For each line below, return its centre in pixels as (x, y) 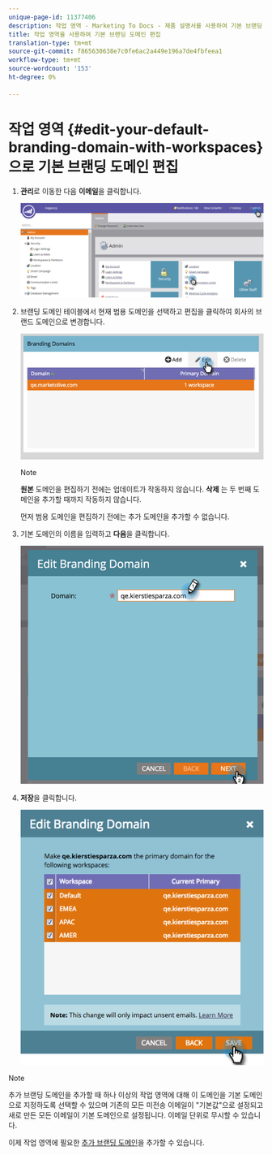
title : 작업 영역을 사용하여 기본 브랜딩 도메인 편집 (85, 34)
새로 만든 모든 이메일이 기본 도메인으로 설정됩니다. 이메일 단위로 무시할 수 (124, 1115)
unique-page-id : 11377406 (52, 17)
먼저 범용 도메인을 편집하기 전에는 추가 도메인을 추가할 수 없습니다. (125, 517)
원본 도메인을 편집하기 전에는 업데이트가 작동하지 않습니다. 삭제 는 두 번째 (136, 489)
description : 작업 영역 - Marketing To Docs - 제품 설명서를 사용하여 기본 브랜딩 (136, 26)
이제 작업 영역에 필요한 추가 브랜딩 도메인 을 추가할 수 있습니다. (106, 1143)
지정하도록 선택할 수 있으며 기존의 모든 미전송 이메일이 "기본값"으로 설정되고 (143, 1105)
